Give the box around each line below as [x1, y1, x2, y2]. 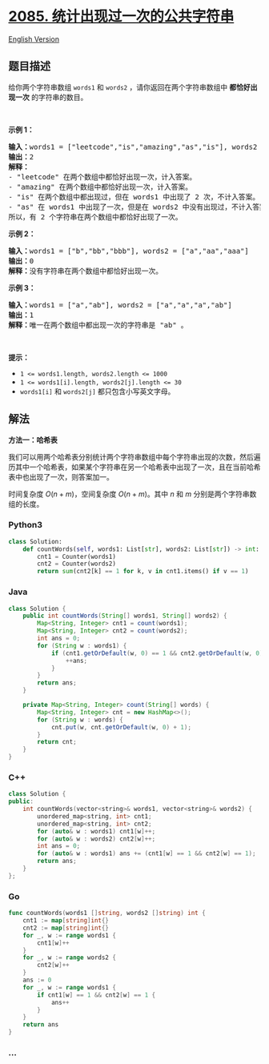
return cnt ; [37, 738, 78, 746]
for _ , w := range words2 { [22, 954, 116, 962]
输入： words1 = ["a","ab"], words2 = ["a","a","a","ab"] [8, 300, 232, 309]
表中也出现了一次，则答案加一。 [8, 472, 114, 481]
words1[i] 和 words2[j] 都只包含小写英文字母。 [19, 386, 175, 396]
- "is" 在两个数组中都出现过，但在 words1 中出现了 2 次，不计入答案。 [8, 192, 260, 201]
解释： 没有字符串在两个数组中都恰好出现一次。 [8, 266, 163, 275]
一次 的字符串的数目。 [14, 92, 88, 102]
